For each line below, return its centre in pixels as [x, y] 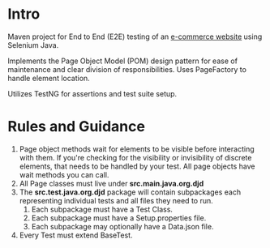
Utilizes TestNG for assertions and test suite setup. [92, 93]
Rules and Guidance [76, 127]
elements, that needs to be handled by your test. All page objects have [137, 166]
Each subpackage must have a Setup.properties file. [119, 218]
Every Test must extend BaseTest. [76, 235]
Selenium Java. [33, 45]
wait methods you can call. [64, 174]
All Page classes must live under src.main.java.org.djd [111, 183]
